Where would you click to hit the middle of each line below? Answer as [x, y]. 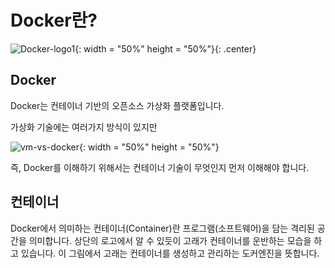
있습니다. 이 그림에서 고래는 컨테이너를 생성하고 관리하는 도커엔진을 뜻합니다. [170, 253]
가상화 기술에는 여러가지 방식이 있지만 [84, 127]
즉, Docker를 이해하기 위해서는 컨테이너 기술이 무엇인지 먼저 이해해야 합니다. [160, 167]
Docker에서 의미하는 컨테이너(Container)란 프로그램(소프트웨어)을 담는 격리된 [162, 228]
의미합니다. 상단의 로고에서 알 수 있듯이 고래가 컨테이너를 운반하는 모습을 [170, 240]
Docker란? [54, 20]
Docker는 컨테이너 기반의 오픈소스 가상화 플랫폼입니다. [117, 105]
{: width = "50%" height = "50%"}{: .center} [165, 48]
